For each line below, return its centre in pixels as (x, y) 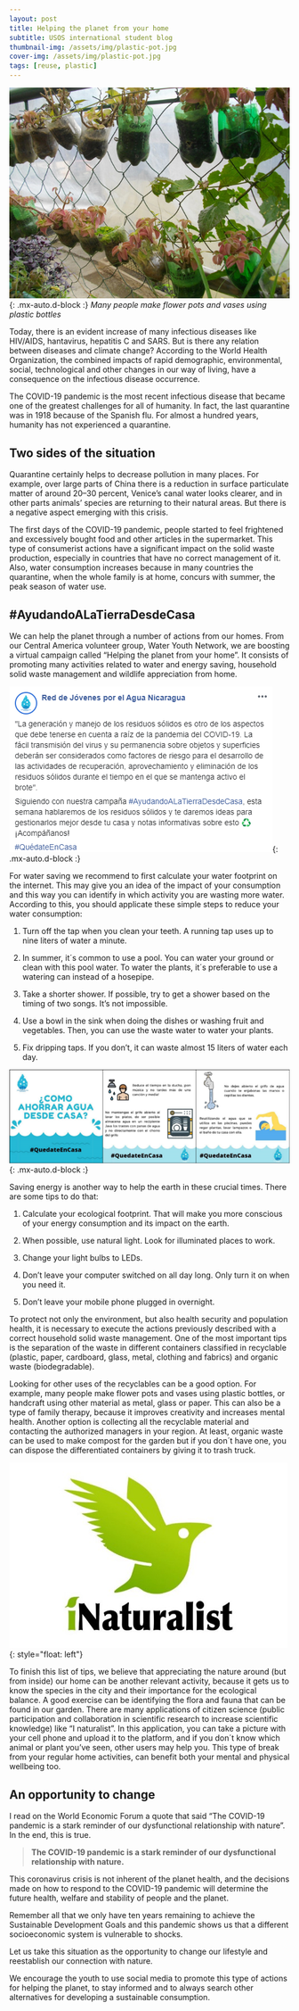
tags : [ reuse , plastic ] (53, 66)
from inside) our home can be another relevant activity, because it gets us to (149, 1681)
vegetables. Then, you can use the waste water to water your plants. (148, 1030)
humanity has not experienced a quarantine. (90, 425)
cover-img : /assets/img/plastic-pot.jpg (85, 57)
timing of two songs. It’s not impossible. (95, 1003)
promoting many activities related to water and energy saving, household (143, 664)
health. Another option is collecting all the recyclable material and (129, 1422)
